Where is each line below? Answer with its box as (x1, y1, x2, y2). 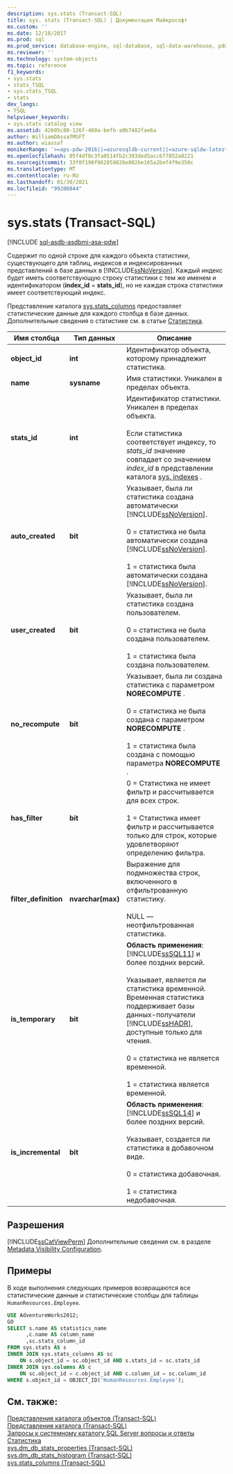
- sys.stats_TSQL (7, 88, 58, 95)
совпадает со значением (126, 455, 212, 464)
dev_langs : (7, 101, 39, 108)
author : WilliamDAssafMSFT (7, 133, 85, 140)
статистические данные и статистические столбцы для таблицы (7, 1291, 199, 1299)
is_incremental (10, 1147, 61, 1157)
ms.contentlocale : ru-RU (7, 172, 79, 179)
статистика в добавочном (126, 1143, 214, 1153)
